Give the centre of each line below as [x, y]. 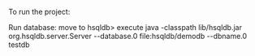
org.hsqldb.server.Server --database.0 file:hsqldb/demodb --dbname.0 [128, 36]
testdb [19, 45]
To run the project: [39, 12]
